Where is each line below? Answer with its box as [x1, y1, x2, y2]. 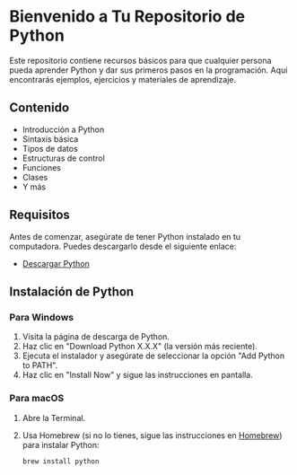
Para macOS [9, 392, 65, 405]
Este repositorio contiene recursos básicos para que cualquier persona [9, 55, 272, 66]
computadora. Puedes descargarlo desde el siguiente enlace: [9, 241, 237, 251]
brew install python [22, 456, 100, 466]
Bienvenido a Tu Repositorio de [9, 6, 245, 27]
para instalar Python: [22, 439, 100, 450]
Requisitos [9, 207, 70, 223]
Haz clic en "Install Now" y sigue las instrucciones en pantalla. [22, 370, 253, 381]
